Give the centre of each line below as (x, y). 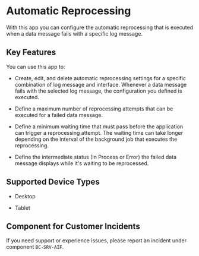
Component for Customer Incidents (73, 226)
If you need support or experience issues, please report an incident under (97, 241)
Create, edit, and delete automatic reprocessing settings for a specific (100, 78)
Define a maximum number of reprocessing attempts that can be (94, 109)
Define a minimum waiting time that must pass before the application (99, 127)
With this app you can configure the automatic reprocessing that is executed (100, 27)
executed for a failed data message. (59, 115)
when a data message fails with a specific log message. (75, 33)
